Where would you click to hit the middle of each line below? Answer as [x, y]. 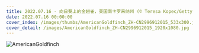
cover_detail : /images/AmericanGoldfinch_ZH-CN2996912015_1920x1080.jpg [98, 28]
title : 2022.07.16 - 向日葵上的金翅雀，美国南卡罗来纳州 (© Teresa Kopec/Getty [99, 11]
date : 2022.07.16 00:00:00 [39, 17]
